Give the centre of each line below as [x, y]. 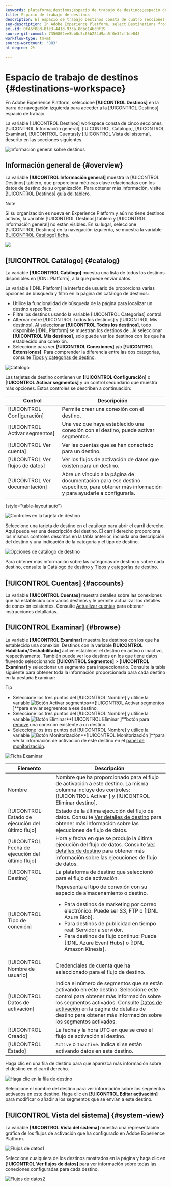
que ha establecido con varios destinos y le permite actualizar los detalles [83, 601]
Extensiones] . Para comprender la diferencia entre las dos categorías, [86, 352]
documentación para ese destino [101, 481]
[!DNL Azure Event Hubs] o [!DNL [104, 943]
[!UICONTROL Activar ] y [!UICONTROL [103, 796]
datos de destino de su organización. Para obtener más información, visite [83, 188]
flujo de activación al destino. [91, 1036]
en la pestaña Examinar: [31, 677]
